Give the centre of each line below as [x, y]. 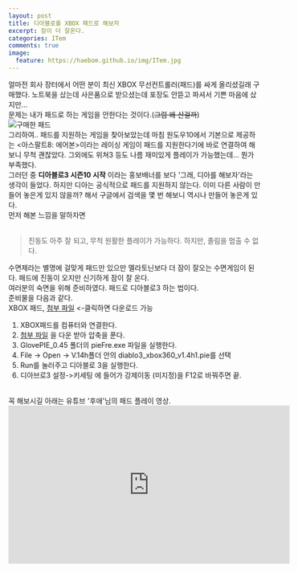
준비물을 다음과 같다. [41, 297]
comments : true [34, 46]
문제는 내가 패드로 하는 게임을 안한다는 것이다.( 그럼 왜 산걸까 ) [104, 114]
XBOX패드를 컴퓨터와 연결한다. [68, 325]
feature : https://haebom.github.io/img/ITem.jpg [98, 61]
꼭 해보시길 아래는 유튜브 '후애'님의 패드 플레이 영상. [90, 400]
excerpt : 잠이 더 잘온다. [47, 31]
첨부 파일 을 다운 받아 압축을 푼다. [72, 335]
